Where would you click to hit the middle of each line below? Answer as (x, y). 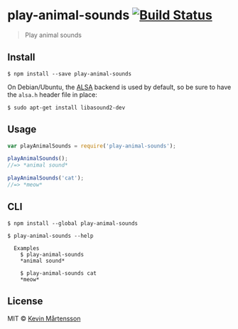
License (25, 302)
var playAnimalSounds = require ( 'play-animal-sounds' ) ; (92, 146)
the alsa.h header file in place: (52, 94)
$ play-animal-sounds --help (50, 236)
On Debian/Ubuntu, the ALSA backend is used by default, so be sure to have (119, 87)
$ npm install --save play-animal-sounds (70, 74)
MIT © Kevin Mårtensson (44, 318)
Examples (27, 248)
